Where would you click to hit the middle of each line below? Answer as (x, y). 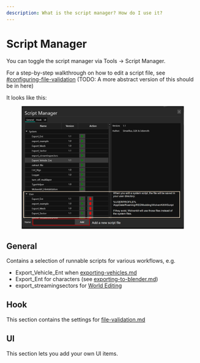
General (22, 246)
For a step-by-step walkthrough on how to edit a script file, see (86, 73)
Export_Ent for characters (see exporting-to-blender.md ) (87, 279)
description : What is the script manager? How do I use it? (85, 13)
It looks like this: (27, 97)
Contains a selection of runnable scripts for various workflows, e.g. (91, 261)
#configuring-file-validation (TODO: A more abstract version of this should (100, 79)
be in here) (20, 86)
